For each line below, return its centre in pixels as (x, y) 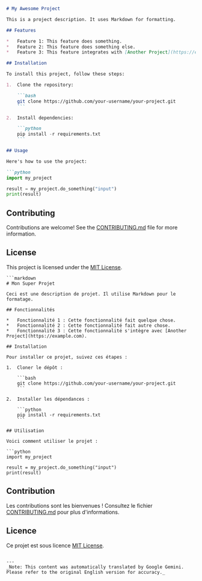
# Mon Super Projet (31, 283)
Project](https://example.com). (47, 336)
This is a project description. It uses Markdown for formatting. (91, 19)
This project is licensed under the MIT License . (64, 267)
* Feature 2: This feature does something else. (71, 47)
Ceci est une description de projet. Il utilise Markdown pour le (91, 294)
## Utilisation (25, 430)
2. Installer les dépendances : (48, 399)
